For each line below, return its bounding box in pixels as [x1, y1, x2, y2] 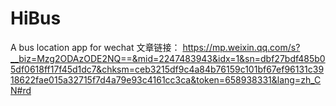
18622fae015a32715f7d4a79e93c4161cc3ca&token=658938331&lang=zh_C [10, 73, 322, 86]
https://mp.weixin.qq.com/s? [182, 41, 301, 53]
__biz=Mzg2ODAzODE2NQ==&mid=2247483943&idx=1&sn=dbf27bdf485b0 [10, 52, 326, 64]
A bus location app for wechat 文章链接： [10, 41, 181, 53]
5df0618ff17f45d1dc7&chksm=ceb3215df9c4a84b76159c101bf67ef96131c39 [10, 63, 325, 75]
